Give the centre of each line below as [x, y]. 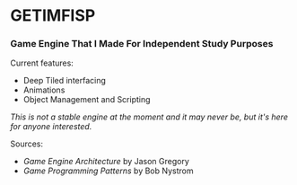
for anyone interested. [51, 127]
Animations [44, 90]
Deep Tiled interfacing [65, 81]
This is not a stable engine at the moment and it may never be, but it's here [149, 117]
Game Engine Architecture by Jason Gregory [106, 162]
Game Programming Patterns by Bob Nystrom [108, 171]
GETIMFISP [53, 16]
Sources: [27, 144]
